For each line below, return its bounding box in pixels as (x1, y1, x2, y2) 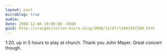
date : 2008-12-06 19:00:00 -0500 (5, 21, 76, 26)
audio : (5, 16, 19, 21)
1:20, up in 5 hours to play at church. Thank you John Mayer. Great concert (5, 39, 162, 45)
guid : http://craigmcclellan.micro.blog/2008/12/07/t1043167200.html (5, 26, 156, 31)
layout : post (5, 7, 33, 12)
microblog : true (5, 12, 40, 17)
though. (5, 45, 22, 51)
